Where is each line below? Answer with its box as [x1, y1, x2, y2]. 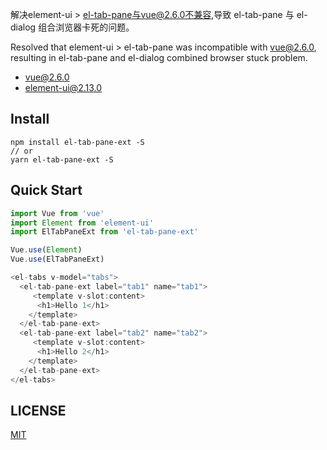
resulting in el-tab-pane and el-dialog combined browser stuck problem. [10, 52, 308, 63]
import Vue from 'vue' [10, 208, 105, 218]
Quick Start [10, 182, 83, 199]
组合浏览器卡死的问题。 [38, 21, 135, 33]
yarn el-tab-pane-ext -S [10, 154, 114, 165]
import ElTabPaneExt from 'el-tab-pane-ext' [10, 227, 199, 237]
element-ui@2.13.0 [24, 82, 103, 93]
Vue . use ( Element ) [10, 245, 83, 255]
